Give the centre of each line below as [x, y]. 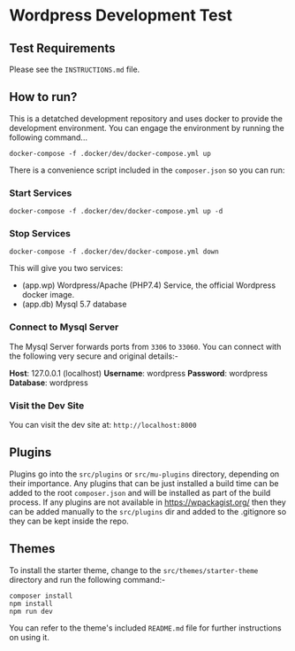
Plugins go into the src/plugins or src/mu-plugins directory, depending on [144, 474]
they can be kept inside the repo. [69, 521]
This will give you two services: [66, 268]
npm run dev [31, 611]
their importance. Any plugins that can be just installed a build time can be [144, 483]
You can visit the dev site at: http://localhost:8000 [103, 425]
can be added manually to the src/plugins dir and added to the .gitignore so [148, 511]
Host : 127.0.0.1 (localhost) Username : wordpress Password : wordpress [138, 373]
